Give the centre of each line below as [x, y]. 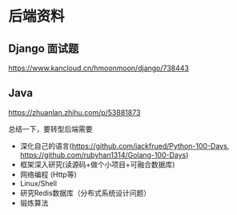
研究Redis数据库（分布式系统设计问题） [85, 193]
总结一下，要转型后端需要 [50, 129]
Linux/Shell [38, 183]
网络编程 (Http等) [48, 174]
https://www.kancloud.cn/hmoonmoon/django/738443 [99, 68]
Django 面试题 [44, 48]
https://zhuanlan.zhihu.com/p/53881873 [74, 112]
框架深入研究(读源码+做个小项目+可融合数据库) [97, 164]
